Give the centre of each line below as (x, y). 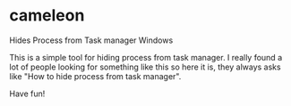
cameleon (47, 16)
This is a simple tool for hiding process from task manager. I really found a (146, 57)
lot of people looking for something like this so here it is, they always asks (145, 67)
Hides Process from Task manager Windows (91, 40)
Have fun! (27, 94)
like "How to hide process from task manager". (95, 76)
